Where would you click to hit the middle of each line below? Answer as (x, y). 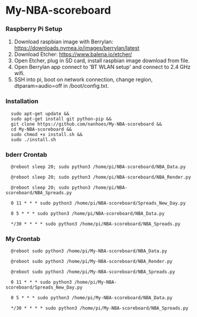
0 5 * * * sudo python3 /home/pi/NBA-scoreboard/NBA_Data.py (88, 214)
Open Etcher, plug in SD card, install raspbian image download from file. (102, 61)
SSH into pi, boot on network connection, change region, (83, 80)
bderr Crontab (27, 154)
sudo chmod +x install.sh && (47, 134)
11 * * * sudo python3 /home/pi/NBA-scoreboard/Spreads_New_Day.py (101, 203)
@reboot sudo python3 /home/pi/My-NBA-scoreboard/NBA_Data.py (89, 251)
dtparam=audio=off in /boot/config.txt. (61, 86)
